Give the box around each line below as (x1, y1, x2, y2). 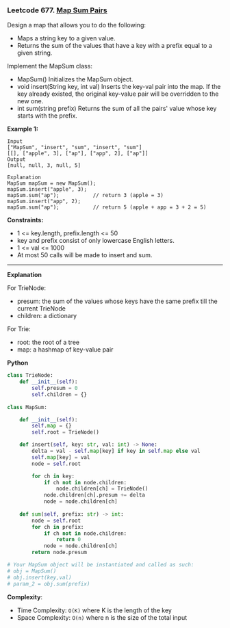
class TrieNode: (7, 372, 53, 379)
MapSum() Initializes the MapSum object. (16, 75, 133, 83)
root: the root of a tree (16, 338, 80, 347)
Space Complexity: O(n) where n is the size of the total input (16, 613, 188, 621)
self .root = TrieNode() (31, 429, 99, 436)
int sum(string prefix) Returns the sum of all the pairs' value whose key (16, 105, 217, 113)
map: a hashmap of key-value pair (16, 345, 114, 354)
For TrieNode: (7, 284, 47, 292)
